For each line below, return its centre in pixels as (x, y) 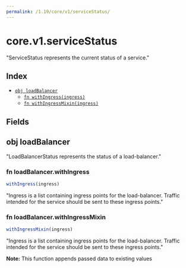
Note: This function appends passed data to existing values (79, 258)
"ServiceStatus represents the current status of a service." (78, 58)
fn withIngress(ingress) (54, 97)
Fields (18, 122)
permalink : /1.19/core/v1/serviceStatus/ (58, 12)
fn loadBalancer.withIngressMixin (56, 217)
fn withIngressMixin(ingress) (61, 104)
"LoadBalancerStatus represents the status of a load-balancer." (84, 156)
